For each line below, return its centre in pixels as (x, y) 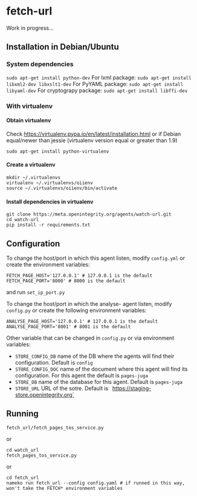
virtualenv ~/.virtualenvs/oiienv (50, 183)
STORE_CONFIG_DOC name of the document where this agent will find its (101, 369)
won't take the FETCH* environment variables (64, 488)
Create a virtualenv (31, 165)
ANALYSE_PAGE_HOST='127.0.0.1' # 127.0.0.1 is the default (82, 321)
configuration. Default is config (54, 362)
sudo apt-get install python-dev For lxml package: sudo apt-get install (99, 78)
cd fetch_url (23, 478)
